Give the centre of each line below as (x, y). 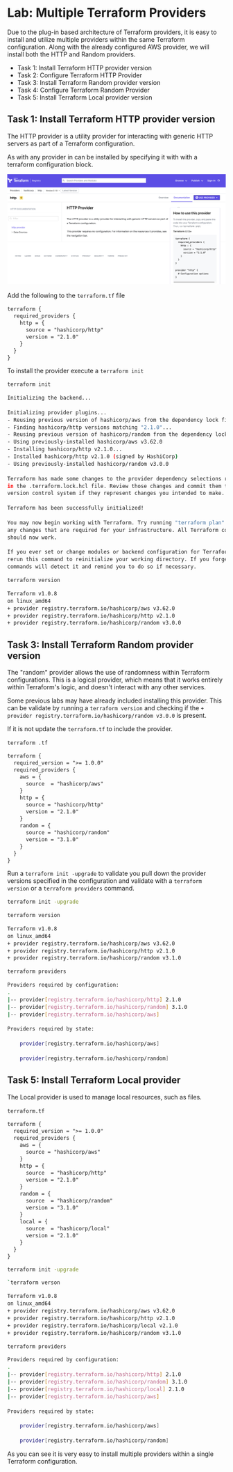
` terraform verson (34, 1283)
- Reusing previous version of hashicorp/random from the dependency (110, 434)
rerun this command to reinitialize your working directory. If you (108, 559)
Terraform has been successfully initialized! (76, 508)
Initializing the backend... (49, 398)
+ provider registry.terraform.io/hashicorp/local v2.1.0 (93, 1325)
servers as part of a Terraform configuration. (71, 143)
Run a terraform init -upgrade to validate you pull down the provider (107, 874)
